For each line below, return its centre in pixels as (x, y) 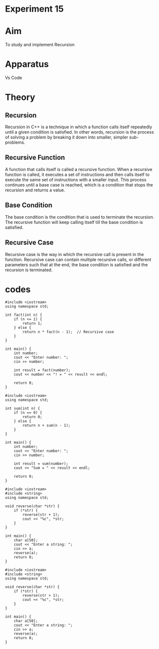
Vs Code (14, 78)
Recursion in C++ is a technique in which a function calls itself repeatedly (79, 127)
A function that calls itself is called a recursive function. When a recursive (79, 169)
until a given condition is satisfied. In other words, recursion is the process (79, 132)
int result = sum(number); (41, 464)
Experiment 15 (35, 9)
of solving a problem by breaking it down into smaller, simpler (67, 137)
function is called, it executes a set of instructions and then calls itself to (77, 174)
